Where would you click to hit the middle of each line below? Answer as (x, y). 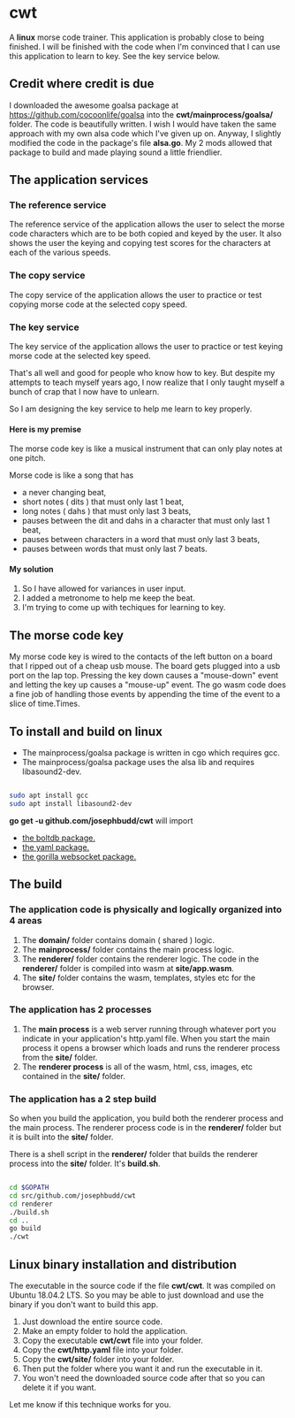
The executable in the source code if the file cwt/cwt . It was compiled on (142, 1286)
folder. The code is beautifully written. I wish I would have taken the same (143, 124)
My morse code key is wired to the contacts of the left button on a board (141, 656)
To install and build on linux (86, 731)
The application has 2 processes (80, 1009)
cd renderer (31, 1204)
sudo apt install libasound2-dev (71, 803)
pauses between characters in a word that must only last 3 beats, (141, 540)
